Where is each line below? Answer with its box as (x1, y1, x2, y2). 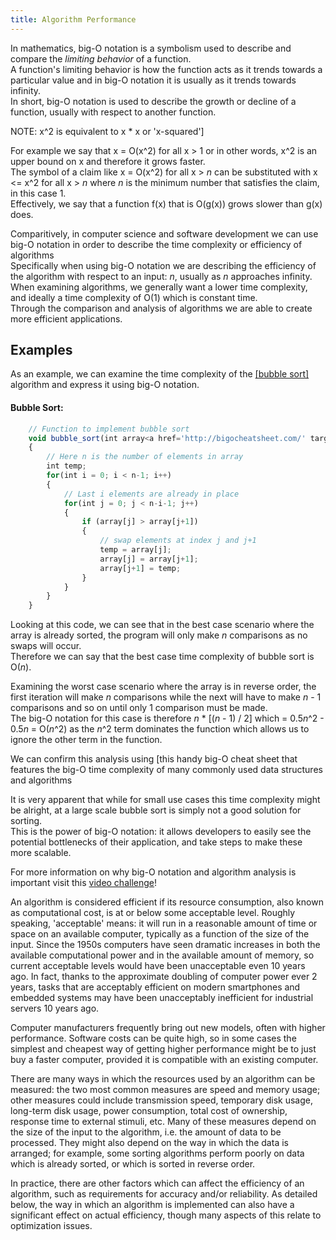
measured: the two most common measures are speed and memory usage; (10, 1084, 321, 1096)
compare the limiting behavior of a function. (10, 52, 192, 65)
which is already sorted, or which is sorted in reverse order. (10, 1158, 256, 1170)
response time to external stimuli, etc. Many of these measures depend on (10, 1116, 317, 1128)
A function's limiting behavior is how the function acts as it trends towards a (10, 63, 323, 75)
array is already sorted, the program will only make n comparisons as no (10, 629, 308, 641)
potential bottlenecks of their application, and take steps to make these (10, 836, 303, 848)
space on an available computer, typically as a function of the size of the (10, 928, 310, 940)
